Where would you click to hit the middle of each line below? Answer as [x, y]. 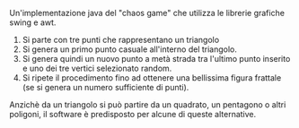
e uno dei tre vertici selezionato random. [97, 68]
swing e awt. [33, 22]
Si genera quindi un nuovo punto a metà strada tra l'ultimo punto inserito [156, 59]
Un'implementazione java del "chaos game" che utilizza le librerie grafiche [147, 13]
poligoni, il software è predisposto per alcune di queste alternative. [133, 114]
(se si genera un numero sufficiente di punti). [106, 87]
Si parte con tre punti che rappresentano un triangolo [121, 40]
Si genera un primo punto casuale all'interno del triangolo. [130, 49]
